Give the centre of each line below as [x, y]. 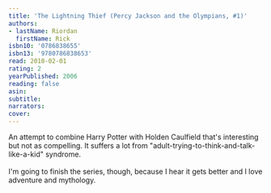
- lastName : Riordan [43, 31]
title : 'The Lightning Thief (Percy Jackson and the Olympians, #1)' [128, 16]
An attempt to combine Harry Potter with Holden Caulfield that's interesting [133, 137]
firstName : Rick [43, 39]
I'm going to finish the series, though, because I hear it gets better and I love [135, 172]
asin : [17, 91]
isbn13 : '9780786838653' [50, 54]
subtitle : [25, 99]
